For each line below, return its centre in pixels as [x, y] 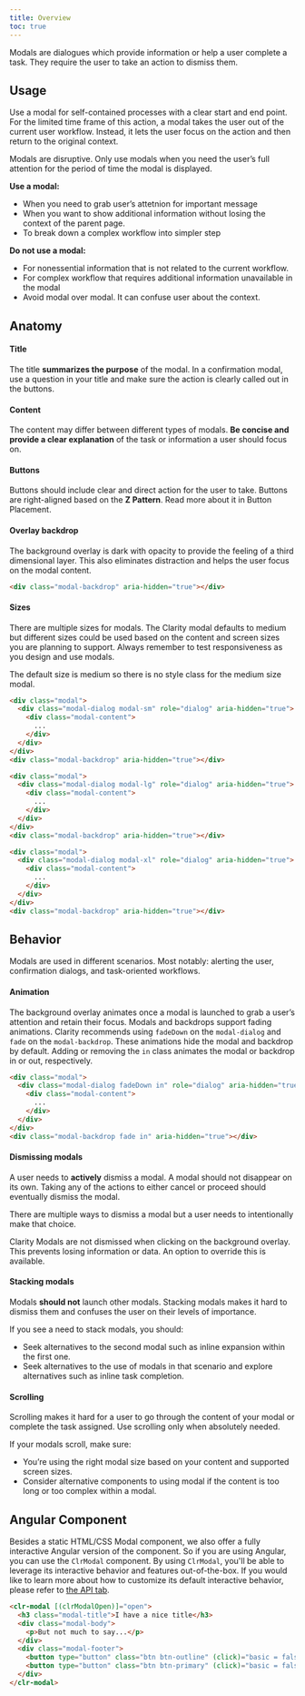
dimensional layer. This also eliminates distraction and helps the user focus [149, 560]
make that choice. [43, 1224]
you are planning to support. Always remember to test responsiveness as [146, 646]
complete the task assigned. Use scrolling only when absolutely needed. [145, 1427]
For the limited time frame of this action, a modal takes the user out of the [147, 122]
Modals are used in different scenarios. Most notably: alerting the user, [142, 961]
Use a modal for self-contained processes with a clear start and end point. [148, 112]
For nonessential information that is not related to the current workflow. [155, 269]
